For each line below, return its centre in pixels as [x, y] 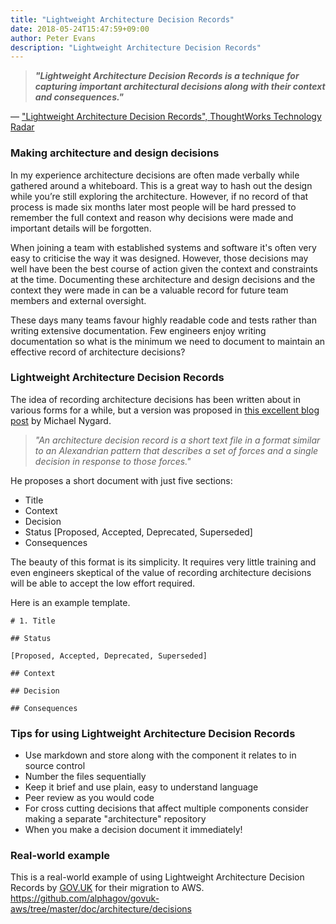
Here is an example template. [70, 602]
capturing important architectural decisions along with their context [180, 87]
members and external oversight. [78, 300]
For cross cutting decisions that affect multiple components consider [166, 808]
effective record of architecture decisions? [98, 352]
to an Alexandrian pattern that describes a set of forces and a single [176, 450]
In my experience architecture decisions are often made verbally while [155, 175]
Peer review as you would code [89, 798]
